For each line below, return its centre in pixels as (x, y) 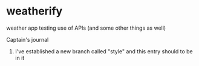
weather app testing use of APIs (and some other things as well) (86, 28)
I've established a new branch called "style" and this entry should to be (104, 51)
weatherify (34, 11)
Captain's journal (28, 39)
